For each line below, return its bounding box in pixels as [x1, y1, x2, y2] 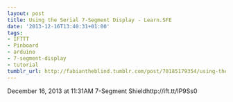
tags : [7, 29, 23, 37]
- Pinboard [7, 42, 39, 49]
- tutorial [7, 61, 39, 68]
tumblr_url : [7, 68, 42, 74]
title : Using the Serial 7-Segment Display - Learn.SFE [7, 17, 172, 23]
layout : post [7, 10, 45, 17]
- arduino [7, 49, 36, 56]
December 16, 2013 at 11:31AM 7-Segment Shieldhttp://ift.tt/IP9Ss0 [7, 87, 198, 95]
